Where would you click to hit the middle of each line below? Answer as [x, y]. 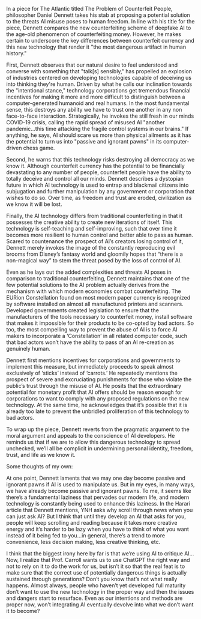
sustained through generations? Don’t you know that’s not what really [92, 579]
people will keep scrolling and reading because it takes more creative [92, 523]
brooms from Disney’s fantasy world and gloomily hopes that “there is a [94, 254]
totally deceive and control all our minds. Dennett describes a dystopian [95, 179]
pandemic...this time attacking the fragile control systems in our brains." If [97, 129]
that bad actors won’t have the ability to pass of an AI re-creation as [90, 342]
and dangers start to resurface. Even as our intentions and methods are [94, 598]
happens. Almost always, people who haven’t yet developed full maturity [96, 585]
